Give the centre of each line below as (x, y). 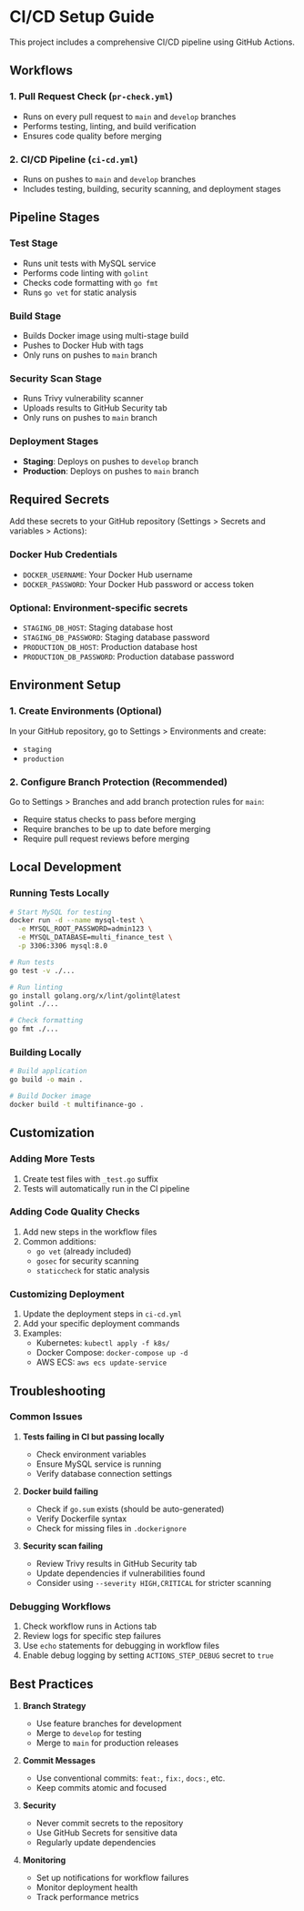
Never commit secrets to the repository (110, 1823)
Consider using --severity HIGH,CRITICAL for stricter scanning (153, 1582)
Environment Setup (65, 685)
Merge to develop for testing (89, 1733)
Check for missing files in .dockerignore (111, 1528)
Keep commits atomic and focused (101, 1787)
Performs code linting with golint (86, 273)
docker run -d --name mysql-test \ (77, 920)
